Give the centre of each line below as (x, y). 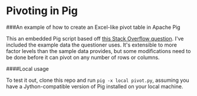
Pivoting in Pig (42, 11)
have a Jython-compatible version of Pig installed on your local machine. (95, 86)
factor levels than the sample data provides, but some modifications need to (98, 51)
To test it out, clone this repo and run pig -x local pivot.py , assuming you (98, 80)
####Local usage (27, 68)
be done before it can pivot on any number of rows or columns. (83, 57)
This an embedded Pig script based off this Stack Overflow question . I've (95, 38)
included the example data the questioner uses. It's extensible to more (91, 45)
